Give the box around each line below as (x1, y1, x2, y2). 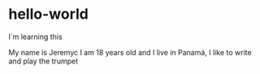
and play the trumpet (8, 56, 79, 66)
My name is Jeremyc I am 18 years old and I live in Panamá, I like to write (8, 47, 252, 57)
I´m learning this (8, 32, 63, 41)
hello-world (8, 5, 89, 24)
